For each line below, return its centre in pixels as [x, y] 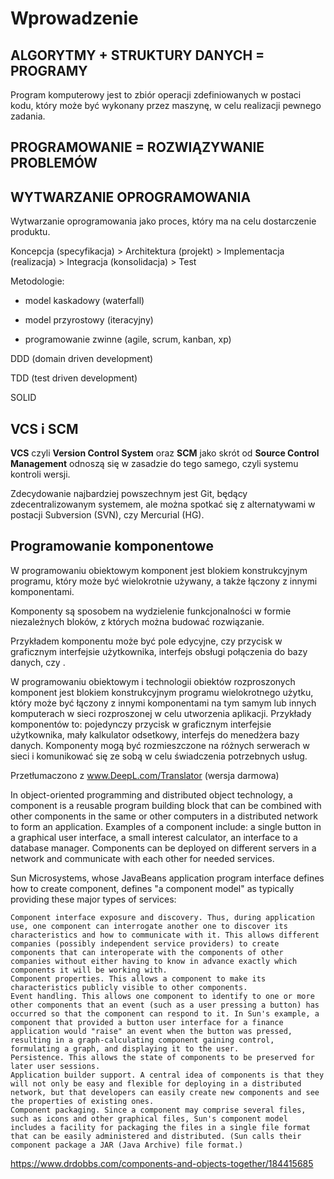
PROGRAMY [49, 70]
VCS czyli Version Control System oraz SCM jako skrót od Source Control [165, 453]
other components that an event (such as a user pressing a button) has [165, 1005]
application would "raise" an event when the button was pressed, [151, 1031]
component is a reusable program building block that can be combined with [166, 805]
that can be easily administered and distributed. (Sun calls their [156, 1136]
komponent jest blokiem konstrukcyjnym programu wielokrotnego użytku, [162, 692]
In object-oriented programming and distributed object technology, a [151, 794]
